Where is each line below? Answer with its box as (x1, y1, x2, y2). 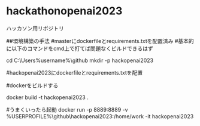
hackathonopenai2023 (6, 4, 123, 18)
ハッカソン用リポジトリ (6, 24, 64, 32)
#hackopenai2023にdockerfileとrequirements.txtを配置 (6, 69, 143, 76)
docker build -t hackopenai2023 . (6, 94, 89, 101)
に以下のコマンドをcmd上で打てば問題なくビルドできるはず (6, 45, 154, 52)
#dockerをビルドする (6, 82, 59, 89)
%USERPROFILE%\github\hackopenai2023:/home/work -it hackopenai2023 (6, 112, 194, 120)
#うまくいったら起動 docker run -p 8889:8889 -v (6, 106, 128, 113)
